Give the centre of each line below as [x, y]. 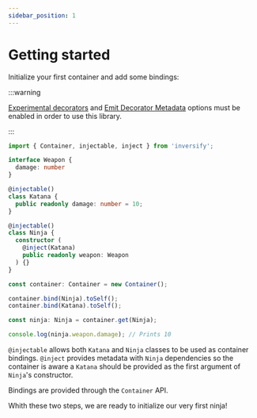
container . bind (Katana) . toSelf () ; [65, 306]
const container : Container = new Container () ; [88, 284]
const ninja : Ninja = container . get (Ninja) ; [83, 320]
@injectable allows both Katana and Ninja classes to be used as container [128, 350]
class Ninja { [32, 233]
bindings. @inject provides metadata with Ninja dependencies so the [121, 359]
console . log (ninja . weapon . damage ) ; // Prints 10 [90, 335]
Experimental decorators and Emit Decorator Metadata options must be [125, 107]
